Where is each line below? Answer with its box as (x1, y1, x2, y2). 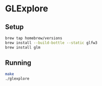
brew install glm (5, 45, 41, 50)
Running (5, 59, 32, 67)
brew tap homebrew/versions (5, 36, 63, 41)
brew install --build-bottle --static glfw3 (5, 40, 98, 45)
